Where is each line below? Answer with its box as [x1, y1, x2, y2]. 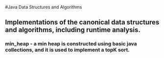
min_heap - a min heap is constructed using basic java [5, 40, 137, 47]
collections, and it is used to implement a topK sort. [5, 46, 130, 53]
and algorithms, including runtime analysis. [5, 26, 141, 34]
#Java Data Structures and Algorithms [5, 4, 82, 10]
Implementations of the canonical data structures [5, 18, 160, 26]
